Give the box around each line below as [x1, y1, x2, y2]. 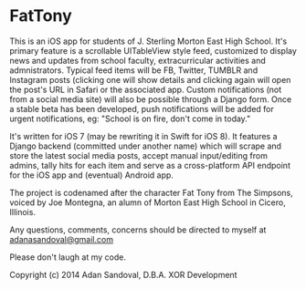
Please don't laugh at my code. [9, 252, 126, 263]
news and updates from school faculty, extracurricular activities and [9, 55, 267, 66]
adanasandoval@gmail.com [9, 233, 114, 244]
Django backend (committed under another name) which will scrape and [9, 140, 281, 151]
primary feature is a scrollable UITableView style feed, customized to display [9, 45, 297, 56]
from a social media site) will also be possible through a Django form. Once [9, 93, 292, 105]
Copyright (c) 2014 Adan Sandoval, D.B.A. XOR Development [9, 269, 237, 280]
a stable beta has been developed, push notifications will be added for [9, 103, 274, 114]
